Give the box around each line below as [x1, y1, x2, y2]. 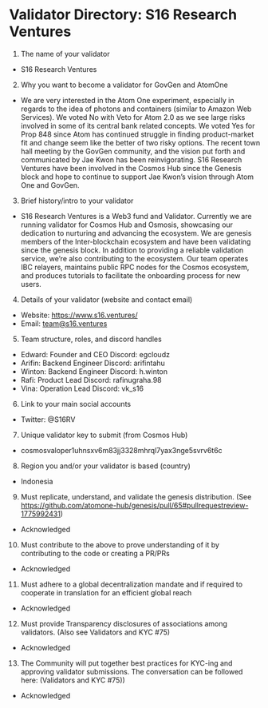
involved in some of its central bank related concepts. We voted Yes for [20, 121, 255, 130]
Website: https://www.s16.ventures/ [20, 310, 138, 320]
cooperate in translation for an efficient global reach [20, 587, 192, 597]
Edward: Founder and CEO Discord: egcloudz [20, 349, 171, 359]
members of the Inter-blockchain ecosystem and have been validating [20, 237, 251, 246]
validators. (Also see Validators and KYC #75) [20, 627, 171, 637]
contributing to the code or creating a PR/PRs [20, 548, 170, 558]
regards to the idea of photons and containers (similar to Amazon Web [20, 104, 252, 113]
